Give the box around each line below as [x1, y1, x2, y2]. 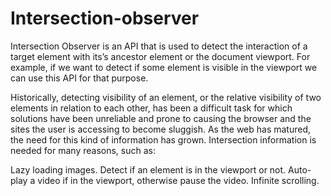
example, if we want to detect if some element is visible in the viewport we [10, 61, 318, 73]
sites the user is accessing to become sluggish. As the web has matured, [10, 123, 312, 135]
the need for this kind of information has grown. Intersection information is [10, 133, 317, 146]
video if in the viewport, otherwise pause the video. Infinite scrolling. [37, 174, 320, 186]
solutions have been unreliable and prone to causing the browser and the [10, 112, 312, 124]
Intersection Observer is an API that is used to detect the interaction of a [10, 40, 308, 52]
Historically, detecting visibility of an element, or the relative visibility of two [10, 91, 322, 103]
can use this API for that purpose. [10, 72, 149, 84]
